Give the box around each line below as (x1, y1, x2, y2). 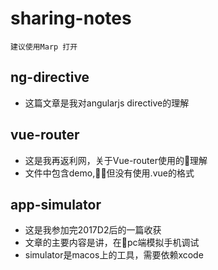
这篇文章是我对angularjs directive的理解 (24, 97, 190, 109)
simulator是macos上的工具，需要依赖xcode (24, 249, 204, 261)
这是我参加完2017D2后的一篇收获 (24, 224, 162, 236)
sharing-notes (10, 7, 132, 30)
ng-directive (10, 69, 90, 86)
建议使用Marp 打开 (10, 42, 78, 52)
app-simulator (10, 196, 102, 213)
